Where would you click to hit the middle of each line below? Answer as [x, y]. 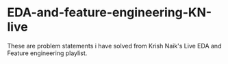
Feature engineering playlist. [47, 53]
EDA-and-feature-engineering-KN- [110, 13]
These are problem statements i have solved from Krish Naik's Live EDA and [114, 46]
